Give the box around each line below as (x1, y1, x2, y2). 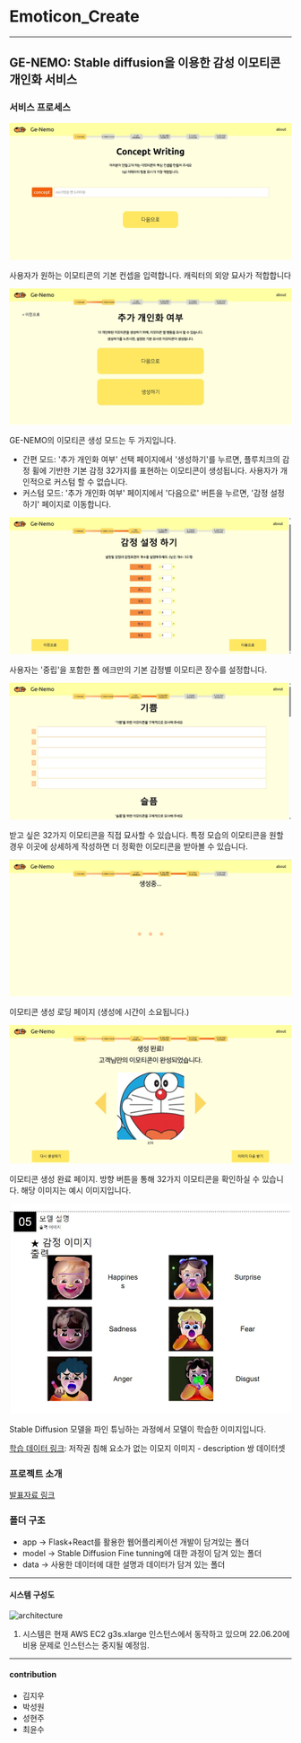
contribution (9, 1669, 56, 1680)
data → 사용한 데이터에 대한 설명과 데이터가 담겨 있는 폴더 (21, 1559, 226, 1570)
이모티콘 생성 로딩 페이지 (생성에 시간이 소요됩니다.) (9, 1007, 190, 1018)
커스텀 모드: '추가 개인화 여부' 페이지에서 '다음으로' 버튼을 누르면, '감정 (21, 487, 269, 499)
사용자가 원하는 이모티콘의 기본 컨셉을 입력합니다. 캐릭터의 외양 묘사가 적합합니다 (9, 269, 292, 280)
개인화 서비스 (9, 72, 78, 87)
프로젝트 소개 (9, 1467, 63, 1480)
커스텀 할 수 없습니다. (53, 477, 128, 487)
